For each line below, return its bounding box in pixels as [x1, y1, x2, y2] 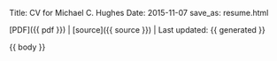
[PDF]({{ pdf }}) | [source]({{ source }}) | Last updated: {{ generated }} [9, 25, 265, 34]
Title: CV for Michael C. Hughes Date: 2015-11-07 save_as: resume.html [9, 8, 269, 18]
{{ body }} [9, 42, 46, 52]
